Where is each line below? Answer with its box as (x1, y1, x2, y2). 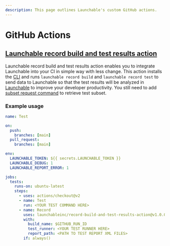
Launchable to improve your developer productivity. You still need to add (5, 84, 157, 90)
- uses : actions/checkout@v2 (18, 193, 80, 198)
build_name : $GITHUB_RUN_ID (27, 222, 87, 227)
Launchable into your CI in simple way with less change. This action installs (5, 68, 162, 74)
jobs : (5, 174, 17, 180)
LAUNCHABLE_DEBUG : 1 (10, 160, 53, 165)
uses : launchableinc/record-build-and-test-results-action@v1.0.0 (23, 212, 166, 217)
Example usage (5, 102, 44, 110)
